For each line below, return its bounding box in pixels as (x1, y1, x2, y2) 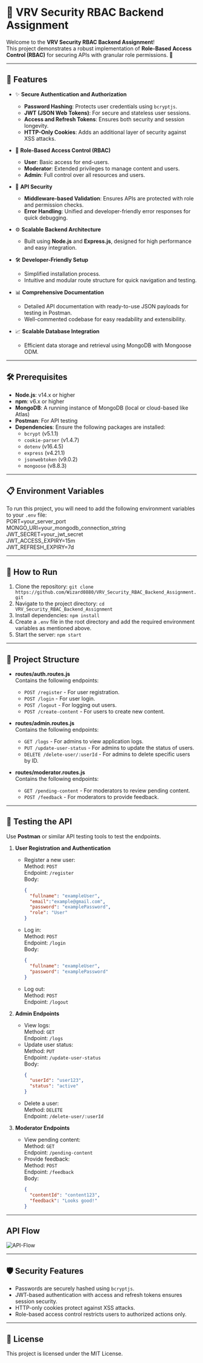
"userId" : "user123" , (29, 1078, 85, 1084)
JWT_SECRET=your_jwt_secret (6, 531, 83, 538)
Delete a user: (24, 1099, 59, 1107)
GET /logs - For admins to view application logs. (24, 738, 144, 745)
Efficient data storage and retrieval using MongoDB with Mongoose (24, 342, 192, 349)
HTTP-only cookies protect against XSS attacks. (14, 1304, 135, 1312)
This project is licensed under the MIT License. (6, 1350, 123, 1357)
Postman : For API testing (14, 417, 78, 424)
